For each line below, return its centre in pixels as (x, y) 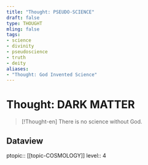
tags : (13, 35)
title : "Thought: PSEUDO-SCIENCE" (51, 12)
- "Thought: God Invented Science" (52, 75)
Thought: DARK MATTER (71, 105)
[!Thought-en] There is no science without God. (82, 122)
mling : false (23, 29)
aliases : (18, 69)
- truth (16, 57)
